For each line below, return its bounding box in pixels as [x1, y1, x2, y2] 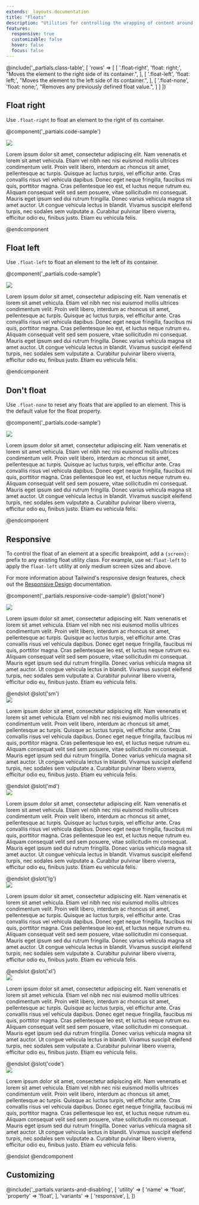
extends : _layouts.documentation [6, 8, 89, 15]
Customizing [6, 1170, 55, 1180]
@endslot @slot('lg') [6, 875, 57, 882]
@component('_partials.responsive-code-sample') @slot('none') [6, 592, 165, 599]
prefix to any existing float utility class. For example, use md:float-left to [6, 557, 186, 563]
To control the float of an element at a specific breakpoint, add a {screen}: [6, 550, 189, 557]
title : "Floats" [6, 14, 46, 20]
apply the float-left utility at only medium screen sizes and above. [6, 562, 173, 570]
